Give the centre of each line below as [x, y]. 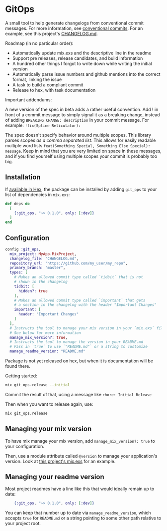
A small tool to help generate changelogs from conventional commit [75, 23]
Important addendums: [29, 100]
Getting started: [21, 376]
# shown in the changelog [41, 282]
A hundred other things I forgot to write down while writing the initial [82, 63]
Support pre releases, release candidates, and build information [78, 58]
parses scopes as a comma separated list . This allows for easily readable [81, 140]
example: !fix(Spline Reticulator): [43, 125]
